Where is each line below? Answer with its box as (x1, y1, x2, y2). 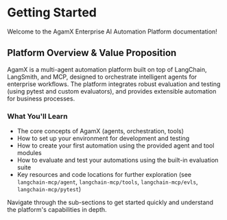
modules (16, 149, 43, 157)
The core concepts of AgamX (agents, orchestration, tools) (16, 127, 184, 135)
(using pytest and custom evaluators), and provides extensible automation (7, 87, 217, 95)
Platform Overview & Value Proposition (7, 47, 177, 59)
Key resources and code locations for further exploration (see (16, 171, 192, 179)
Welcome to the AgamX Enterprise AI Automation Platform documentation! (7, 27, 217, 36)
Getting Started (7, 5, 97, 20)
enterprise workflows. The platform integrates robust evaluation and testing (7, 80, 221, 88)
